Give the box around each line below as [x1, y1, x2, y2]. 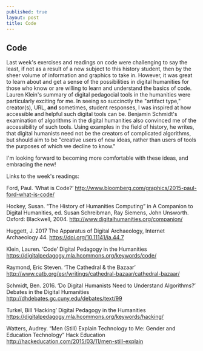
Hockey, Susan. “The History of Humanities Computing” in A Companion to [6, 203, 193, 210]
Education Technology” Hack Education [6, 332, 106, 339]
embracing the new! [6, 161, 56, 168]
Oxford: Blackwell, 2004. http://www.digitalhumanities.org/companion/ [6, 216, 183, 223]
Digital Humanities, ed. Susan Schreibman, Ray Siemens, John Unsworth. [6, 209, 189, 216]
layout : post [6, 15, 39, 21]
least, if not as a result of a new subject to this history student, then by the [6, 65, 192, 73]
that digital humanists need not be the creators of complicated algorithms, [6, 130, 191, 137]
